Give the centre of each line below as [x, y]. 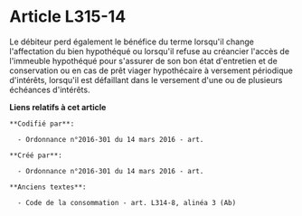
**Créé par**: [36, 155]
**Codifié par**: [42, 124]
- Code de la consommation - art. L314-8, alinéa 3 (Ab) [127, 202]
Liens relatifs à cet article [58, 107]
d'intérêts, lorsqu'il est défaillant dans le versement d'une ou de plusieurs [146, 80]
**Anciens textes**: [48, 187]
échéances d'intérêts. [50, 89]
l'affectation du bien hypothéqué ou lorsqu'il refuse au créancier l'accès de [150, 51]
